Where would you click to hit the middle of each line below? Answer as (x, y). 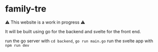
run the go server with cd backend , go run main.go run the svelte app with (79, 41)
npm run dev (17, 45)
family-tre (26, 9)
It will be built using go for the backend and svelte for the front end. (73, 31)
